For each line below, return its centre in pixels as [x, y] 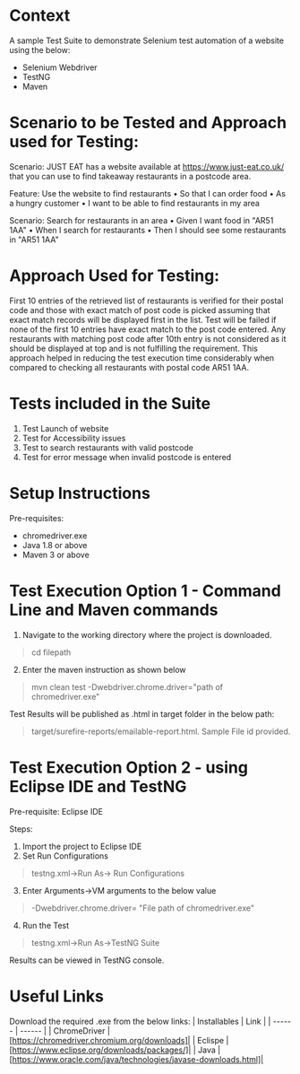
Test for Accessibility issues [74, 438]
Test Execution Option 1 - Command [146, 591]
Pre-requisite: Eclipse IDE [56, 811]
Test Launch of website [65, 428]
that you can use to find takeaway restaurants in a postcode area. [130, 176]
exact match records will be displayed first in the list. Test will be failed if [143, 319]
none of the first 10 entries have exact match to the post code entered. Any [148, 329]
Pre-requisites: [37, 518]
